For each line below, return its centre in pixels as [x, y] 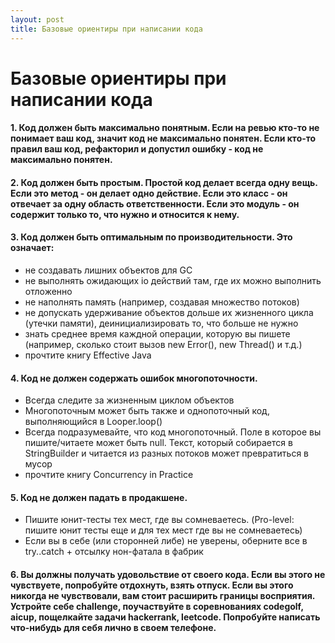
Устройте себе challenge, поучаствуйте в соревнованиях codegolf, [157, 607]
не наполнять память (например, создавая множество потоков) [162, 302]
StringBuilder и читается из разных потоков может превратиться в [166, 453]
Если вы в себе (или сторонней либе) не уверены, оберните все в [166, 541]
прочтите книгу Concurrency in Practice [109, 475]
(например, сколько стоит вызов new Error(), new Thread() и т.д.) [163, 345]
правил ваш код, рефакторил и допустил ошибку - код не [137, 149]
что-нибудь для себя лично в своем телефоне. [113, 628]
